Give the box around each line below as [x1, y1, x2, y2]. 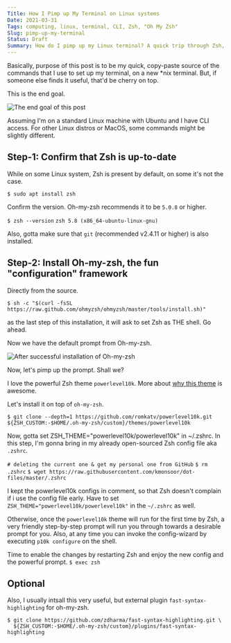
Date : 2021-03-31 [7, 17, 58, 24]
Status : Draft [7, 36, 49, 43]
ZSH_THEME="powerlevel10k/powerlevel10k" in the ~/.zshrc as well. [7, 501, 196, 510]
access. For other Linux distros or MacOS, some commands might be [7, 124, 205, 132]
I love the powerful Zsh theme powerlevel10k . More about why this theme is [7, 379, 223, 387]
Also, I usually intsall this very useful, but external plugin [7, 596, 168, 604]
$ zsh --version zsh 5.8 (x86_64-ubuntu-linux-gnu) [7, 217, 158, 224]
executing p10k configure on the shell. [7, 537, 117, 545]
